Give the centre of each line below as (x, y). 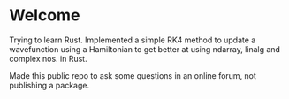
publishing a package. (49, 85)
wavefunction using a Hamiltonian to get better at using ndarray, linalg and (145, 49)
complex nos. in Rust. (48, 58)
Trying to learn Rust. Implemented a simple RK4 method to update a (133, 40)
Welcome (45, 15)
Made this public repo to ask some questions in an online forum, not (133, 75)
